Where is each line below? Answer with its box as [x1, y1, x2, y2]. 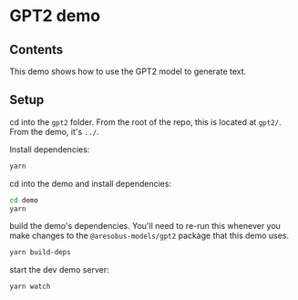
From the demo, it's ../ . [9, 126, 99, 137]
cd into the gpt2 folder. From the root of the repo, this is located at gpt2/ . [9, 116, 282, 128]
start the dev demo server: [9, 264, 109, 275]
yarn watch [9, 282, 51, 292]
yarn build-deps [9, 248, 71, 257]
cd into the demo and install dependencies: [9, 178, 171, 189]
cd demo [9, 195, 39, 205]
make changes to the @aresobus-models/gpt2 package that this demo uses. [9, 230, 290, 242]
